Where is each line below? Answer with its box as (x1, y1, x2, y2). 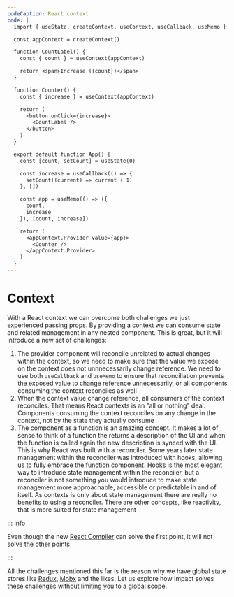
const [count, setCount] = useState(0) (20, 157, 136, 164)
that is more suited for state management (17, 505, 136, 514)
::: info (7, 519, 26, 527)
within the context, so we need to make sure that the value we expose (17, 357, 219, 365)
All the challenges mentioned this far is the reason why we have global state (7, 567, 226, 575)
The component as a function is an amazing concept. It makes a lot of (17, 424, 219, 432)
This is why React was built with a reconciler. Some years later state (17, 445, 213, 454)
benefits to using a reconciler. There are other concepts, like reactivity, (17, 498, 221, 506)
